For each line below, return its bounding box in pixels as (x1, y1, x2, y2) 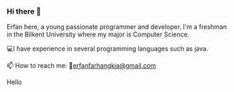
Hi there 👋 (6, 6, 42, 16)
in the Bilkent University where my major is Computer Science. (6, 30, 190, 39)
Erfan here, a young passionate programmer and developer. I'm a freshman (6, 23, 227, 31)
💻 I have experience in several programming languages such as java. (6, 44, 208, 53)
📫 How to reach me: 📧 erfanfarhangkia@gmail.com (6, 61, 156, 70)
